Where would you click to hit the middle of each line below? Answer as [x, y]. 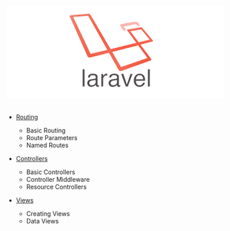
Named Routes [47, 145]
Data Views [42, 221]
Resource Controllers [56, 187]
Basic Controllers [51, 172]
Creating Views [48, 214]
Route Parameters [52, 138]
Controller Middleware [58, 180]
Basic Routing [46, 130]
